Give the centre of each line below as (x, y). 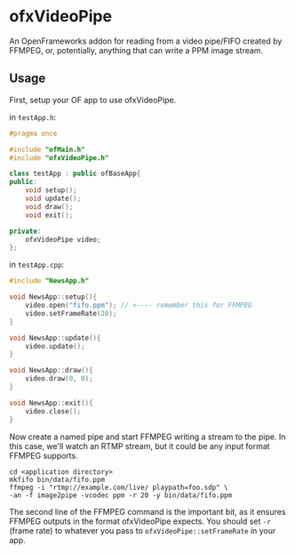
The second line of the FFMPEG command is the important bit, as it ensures (147, 511)
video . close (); (53, 411)
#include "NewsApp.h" (49, 281)
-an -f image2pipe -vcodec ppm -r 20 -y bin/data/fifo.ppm (121, 495)
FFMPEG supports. (44, 455)
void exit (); (49, 215)
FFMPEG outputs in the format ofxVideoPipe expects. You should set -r (140, 521)
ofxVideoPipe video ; (63, 239)
